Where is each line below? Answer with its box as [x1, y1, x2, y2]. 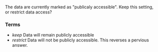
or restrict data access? [5, 9, 52, 15]
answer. [12, 42, 28, 48]
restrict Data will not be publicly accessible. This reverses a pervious [12, 37, 149, 43]
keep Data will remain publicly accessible [12, 32, 94, 38]
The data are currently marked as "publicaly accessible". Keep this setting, [5, 4, 154, 10]
